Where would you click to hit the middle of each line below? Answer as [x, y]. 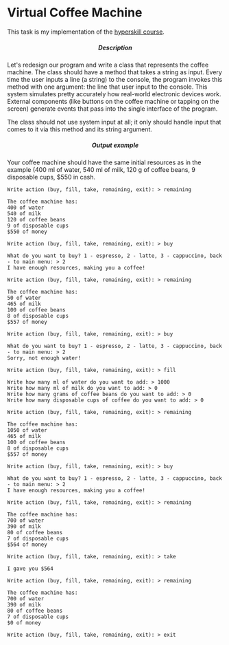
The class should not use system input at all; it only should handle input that [114, 122]
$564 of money [27, 545]
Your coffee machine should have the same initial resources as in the [104, 162]
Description [115, 47]
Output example [115, 145]
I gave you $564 [30, 569]
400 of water [26, 208]
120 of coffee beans [37, 219]
